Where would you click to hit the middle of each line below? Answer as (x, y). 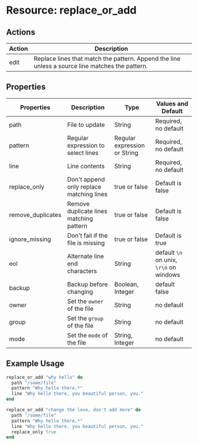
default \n (169, 252)
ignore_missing (30, 239)
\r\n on (166, 267)
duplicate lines (87, 211)
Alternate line (85, 256)
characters (82, 271)
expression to (86, 145)
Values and (172, 103)
